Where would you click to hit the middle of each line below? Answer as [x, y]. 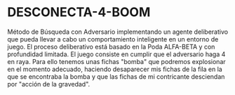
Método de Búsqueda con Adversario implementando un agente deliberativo [118, 32]
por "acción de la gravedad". [49, 84]
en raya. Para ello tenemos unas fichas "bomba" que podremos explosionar [116, 61]
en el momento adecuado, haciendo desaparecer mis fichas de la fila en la [115, 69]
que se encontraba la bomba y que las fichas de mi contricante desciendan [116, 76]
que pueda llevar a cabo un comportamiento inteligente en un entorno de [113, 39]
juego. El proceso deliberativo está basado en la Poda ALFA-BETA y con [111, 46]
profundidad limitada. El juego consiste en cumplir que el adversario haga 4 [116, 54]
